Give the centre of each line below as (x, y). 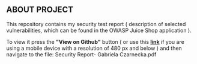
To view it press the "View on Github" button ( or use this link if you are (95, 41)
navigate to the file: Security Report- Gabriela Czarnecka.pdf (81, 54)
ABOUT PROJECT (40, 10)
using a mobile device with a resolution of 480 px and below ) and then (94, 48)
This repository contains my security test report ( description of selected (96, 24)
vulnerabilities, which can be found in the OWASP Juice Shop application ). (99, 30)
